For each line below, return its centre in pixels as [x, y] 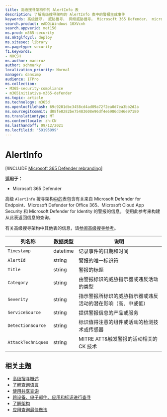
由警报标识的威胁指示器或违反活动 [119, 279]
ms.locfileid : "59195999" [32, 130]
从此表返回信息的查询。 [29, 217]
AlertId [17, 260]
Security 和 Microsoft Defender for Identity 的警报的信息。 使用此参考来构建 [83, 211]
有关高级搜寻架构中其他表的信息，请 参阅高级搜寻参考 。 [62, 228]
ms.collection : [21, 84]
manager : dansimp [23, 75]
